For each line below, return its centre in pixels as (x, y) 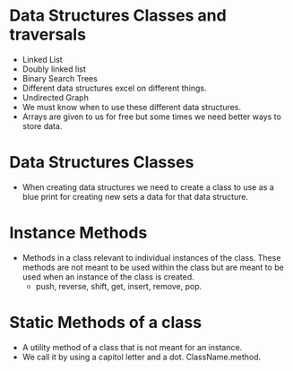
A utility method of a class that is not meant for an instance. (132, 347)
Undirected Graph (56, 97)
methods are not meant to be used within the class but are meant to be (153, 267)
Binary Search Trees (60, 78)
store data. (42, 125)
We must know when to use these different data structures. (132, 107)
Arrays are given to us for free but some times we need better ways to (152, 116)
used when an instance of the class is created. (108, 276)
